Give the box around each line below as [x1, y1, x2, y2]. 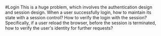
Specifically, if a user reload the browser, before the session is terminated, [5, 20, 157, 26]
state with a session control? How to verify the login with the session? [5, 15, 147, 20]
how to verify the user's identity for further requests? [5, 25, 113, 31]
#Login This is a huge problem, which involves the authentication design [5, 4, 153, 10]
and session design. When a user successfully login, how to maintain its [5, 9, 152, 15]
